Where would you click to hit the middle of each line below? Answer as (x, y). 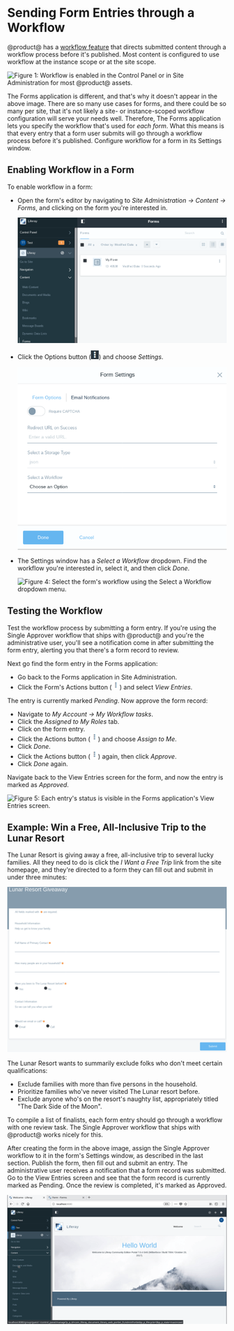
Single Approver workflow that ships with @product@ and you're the (106, 635)
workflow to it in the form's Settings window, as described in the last (105, 1156)
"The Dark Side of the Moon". (60, 1106)
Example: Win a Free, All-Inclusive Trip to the (107, 828)
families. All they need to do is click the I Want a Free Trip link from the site (114, 862)
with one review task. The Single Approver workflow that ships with (104, 1127)
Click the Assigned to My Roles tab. (68, 721)
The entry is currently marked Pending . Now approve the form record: (108, 700)
